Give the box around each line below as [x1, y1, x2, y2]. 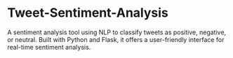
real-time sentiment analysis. [7, 43, 91, 51]
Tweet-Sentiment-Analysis [7, 5, 168, 21]
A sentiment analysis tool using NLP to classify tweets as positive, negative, [7, 28, 227, 36]
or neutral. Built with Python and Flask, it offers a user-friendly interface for [7, 35, 225, 43]
